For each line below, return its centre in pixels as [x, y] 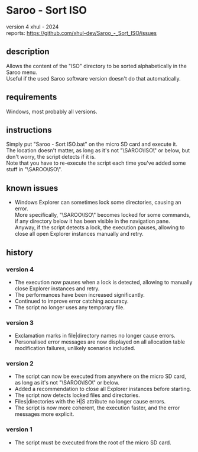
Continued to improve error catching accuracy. [72, 301]
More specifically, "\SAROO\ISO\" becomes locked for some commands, [103, 215]
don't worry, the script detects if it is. [51, 157]
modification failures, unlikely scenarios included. [75, 348]
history [20, 252]
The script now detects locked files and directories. [77, 395]
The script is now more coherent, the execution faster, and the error [97, 408]
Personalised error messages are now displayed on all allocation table [100, 342]
